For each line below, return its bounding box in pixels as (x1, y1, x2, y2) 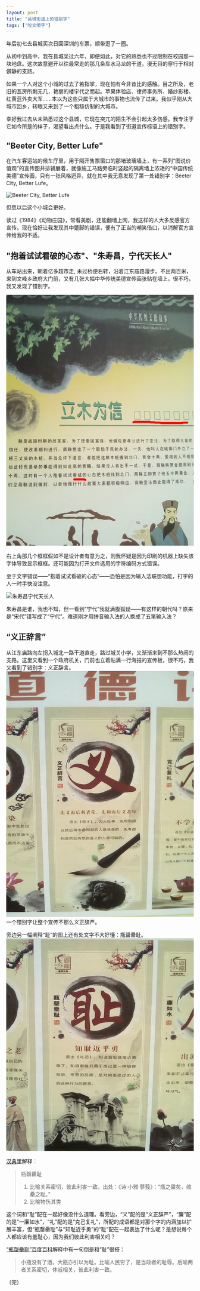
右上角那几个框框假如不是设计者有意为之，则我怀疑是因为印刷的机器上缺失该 (6, 552, 194, 560)
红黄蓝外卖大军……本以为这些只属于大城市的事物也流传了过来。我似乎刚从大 (6, 96, 193, 103)
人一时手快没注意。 (6, 580, 54, 587)
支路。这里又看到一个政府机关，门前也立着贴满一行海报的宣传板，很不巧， (6, 656, 189, 663)
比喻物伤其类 (29, 1198, 61, 1206)
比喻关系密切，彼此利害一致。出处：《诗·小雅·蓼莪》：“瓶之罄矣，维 (29, 1183, 192, 1191)
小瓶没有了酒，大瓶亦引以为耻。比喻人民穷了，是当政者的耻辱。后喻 (20, 1259, 188, 1266)
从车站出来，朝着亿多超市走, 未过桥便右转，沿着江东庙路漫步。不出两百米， (6, 268, 192, 275)
